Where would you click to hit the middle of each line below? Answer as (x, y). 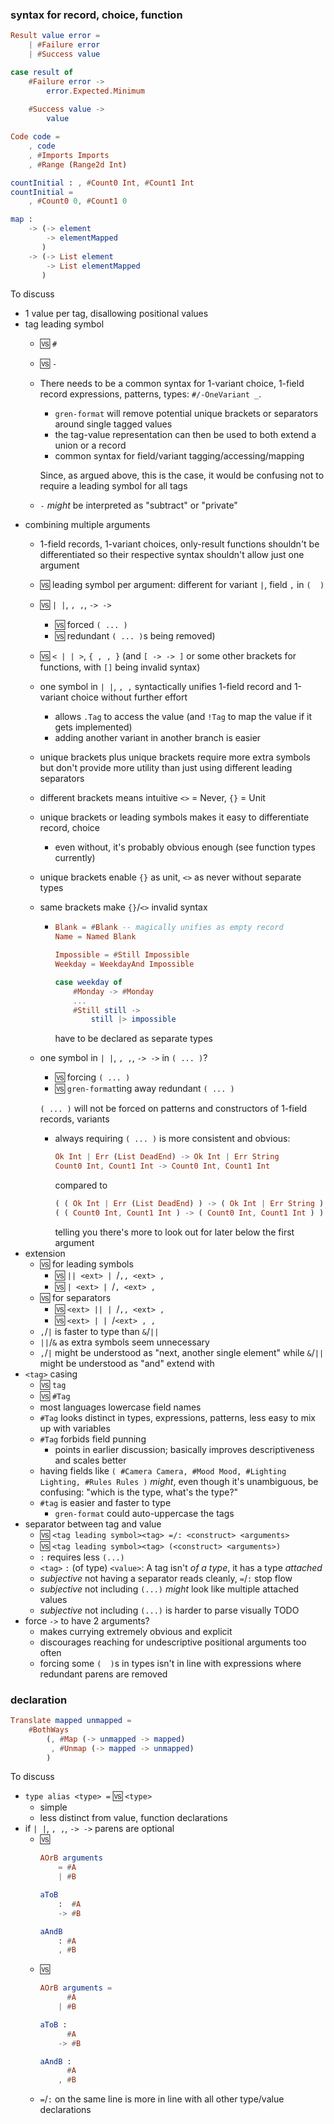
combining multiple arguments (87, 525)
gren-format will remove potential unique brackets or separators (186, 414)
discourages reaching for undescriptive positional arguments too (173, 1642)
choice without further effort (129, 697)
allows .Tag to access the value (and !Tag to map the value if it (183, 717)
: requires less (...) (82, 1557)
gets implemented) (93, 727)
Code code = (35, 137)
